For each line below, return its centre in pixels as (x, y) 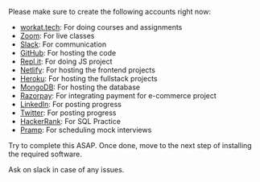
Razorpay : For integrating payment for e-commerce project (118, 95)
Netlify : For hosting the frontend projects (87, 70)
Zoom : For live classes (57, 36)
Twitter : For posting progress (68, 113)
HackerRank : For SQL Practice (70, 121)
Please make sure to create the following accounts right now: (110, 12)
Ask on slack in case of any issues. (66, 170)
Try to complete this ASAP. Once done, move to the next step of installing (130, 145)
